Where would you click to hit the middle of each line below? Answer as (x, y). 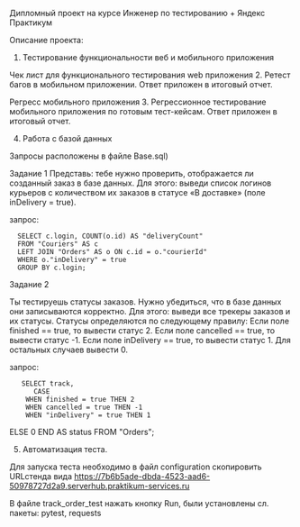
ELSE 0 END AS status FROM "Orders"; (82, 432)
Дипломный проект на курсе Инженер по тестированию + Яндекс (137, 13)
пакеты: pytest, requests (55, 513)
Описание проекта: (46, 40)
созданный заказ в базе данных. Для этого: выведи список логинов (141, 183)
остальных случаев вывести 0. (69, 350)
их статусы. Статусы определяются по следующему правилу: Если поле (150, 321)
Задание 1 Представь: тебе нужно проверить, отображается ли (132, 173)
